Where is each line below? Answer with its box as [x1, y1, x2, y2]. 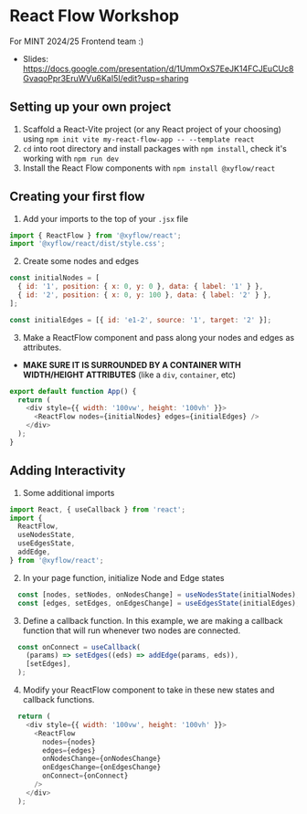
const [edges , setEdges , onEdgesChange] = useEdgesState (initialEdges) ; [17, 598, 301, 608]
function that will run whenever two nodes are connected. [22, 625, 241, 636]
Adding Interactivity [9, 463, 126, 479]
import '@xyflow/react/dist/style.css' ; [9, 239, 166, 248]
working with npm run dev [22, 153, 120, 164]
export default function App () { [9, 386, 137, 396]
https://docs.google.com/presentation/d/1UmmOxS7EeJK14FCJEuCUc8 [22, 63, 294, 74]
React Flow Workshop [9, 5, 180, 26]
